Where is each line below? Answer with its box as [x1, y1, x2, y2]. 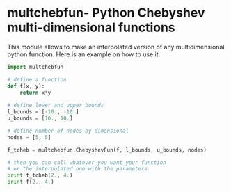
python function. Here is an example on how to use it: [7, 50, 161, 58]
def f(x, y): [7, 82, 45, 90]
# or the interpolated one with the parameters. [7, 166, 151, 173]
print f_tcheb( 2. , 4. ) [7, 172, 73, 179]
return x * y [19, 89, 51, 96]
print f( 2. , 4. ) [7, 179, 54, 186]
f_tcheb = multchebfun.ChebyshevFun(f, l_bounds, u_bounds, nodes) [7, 146, 207, 154]
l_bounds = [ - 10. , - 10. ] [7, 109, 79, 115]
